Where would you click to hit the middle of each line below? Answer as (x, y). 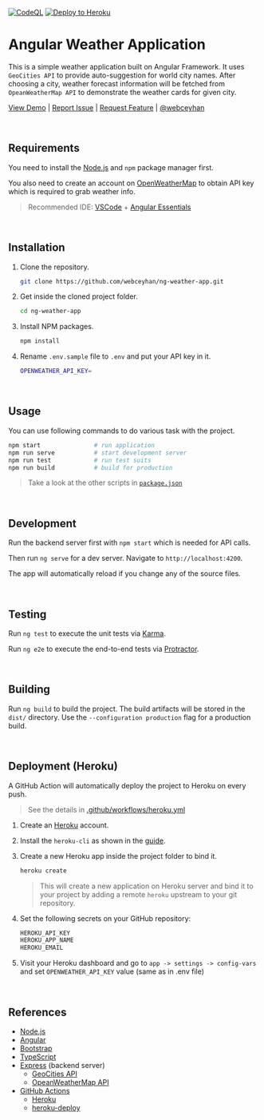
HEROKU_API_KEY (45, 933)
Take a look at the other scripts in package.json (105, 483)
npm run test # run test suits (80, 460)
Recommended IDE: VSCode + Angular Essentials (109, 207)
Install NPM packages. (57, 327)
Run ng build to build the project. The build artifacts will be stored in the (127, 709)
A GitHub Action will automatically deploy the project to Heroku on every (127, 785)
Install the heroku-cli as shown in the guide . (93, 840)
